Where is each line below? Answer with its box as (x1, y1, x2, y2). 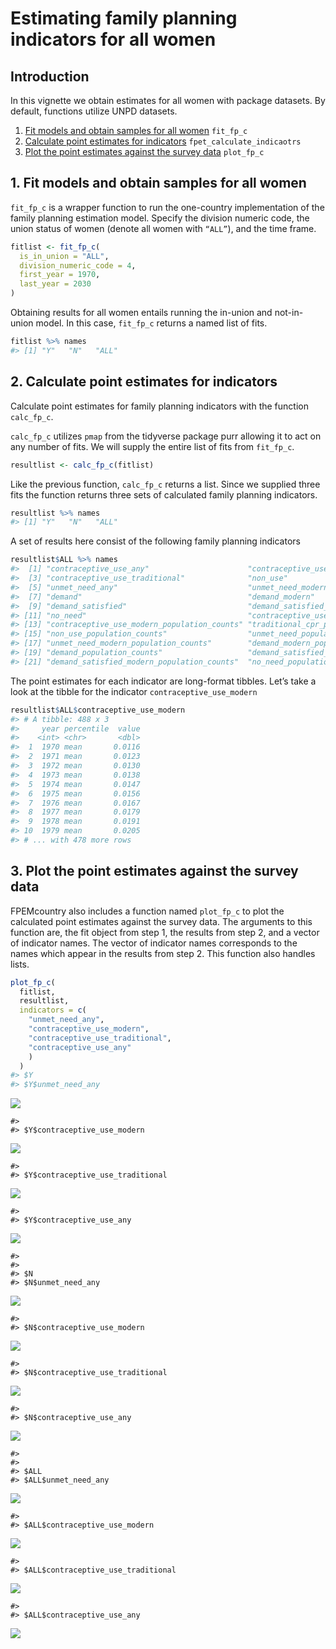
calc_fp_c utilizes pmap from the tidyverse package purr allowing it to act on (10, 430, 322, 442)
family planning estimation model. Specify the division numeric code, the (10, 212, 310, 224)
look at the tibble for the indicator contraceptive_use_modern (10, 685, 258, 697)
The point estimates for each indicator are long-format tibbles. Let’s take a (10, 675, 317, 687)
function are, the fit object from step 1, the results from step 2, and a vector (10, 926, 320, 938)
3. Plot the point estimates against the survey (10, 863, 299, 880)
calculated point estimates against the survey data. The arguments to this (10, 915, 313, 927)
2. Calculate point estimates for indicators (10, 373, 278, 391)
